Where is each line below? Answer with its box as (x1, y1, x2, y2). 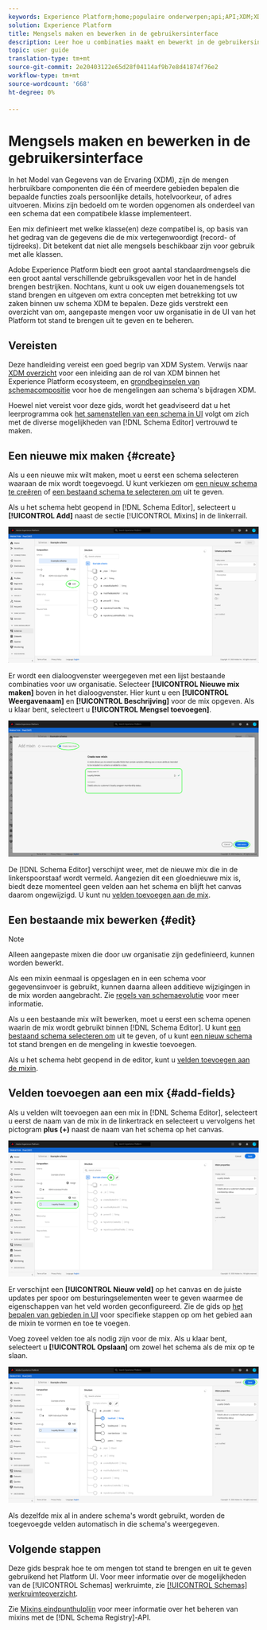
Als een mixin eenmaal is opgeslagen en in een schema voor (8, 974, 207, 984)
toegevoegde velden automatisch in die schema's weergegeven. (8, 1519, 220, 1529)
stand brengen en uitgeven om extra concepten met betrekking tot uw (8, 290, 238, 300)
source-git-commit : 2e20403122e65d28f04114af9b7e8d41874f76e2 (8, 64, 219, 72)
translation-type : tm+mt (8, 55, 91, 63)
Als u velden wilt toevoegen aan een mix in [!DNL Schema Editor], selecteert (8, 1108, 258, 1117)
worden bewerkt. (8, 958, 64, 968)
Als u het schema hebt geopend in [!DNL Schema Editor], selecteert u (8, 502, 237, 512)
